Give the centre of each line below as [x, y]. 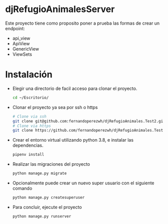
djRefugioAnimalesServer [60, 9]
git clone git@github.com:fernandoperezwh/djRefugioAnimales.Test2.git [89, 121]
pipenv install [28, 155]
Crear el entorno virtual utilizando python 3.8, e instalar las [73, 140]
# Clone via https [32, 126]
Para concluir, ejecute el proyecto [47, 207]
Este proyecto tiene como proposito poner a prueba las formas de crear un [82, 23]
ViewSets [22, 54]
